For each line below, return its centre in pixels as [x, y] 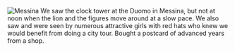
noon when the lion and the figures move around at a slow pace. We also [113, 18]
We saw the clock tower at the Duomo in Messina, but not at [128, 11]
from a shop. [26, 41]
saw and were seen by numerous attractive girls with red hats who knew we [117, 26]
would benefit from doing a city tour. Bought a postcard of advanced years [116, 33]
